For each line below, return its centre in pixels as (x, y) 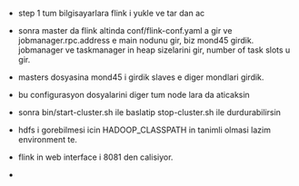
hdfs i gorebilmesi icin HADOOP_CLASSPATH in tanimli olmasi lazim (144, 130)
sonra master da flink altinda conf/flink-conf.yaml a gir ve (125, 30)
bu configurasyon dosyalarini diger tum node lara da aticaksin (134, 95)
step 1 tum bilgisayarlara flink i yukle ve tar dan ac (111, 13)
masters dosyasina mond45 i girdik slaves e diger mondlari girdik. (141, 77)
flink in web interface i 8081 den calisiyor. (95, 157)
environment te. (47, 139)
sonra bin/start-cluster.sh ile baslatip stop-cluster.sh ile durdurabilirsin (149, 112)
